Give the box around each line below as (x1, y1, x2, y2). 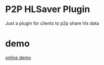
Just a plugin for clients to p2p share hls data (5, 20, 99, 26)
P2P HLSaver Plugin (5, 4, 90, 15)
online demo (5, 54, 31, 60)
